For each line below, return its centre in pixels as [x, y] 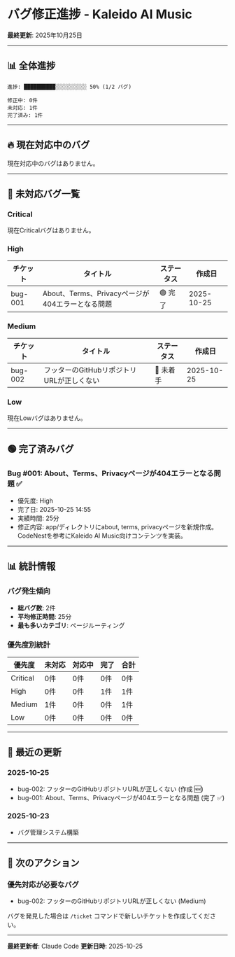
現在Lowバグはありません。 [47, 418]
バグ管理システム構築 [48, 832]
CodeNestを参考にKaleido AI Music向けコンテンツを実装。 [102, 536]
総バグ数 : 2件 [36, 608]
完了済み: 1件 [25, 115]
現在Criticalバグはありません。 [51, 230]
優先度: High [35, 501]
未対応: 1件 [23, 108]
